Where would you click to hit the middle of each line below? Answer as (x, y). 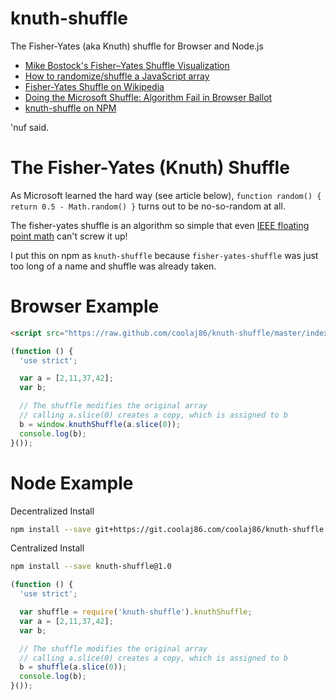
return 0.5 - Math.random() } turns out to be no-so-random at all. (148, 206)
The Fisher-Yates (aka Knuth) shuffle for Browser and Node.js (137, 46)
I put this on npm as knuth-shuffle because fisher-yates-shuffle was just (164, 255)
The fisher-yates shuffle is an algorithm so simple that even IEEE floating (160, 225)
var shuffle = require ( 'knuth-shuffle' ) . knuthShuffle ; (136, 612)
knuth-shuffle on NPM (70, 108)
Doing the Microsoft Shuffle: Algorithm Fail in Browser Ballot (148, 97)
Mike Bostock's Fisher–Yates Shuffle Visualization (127, 65)
